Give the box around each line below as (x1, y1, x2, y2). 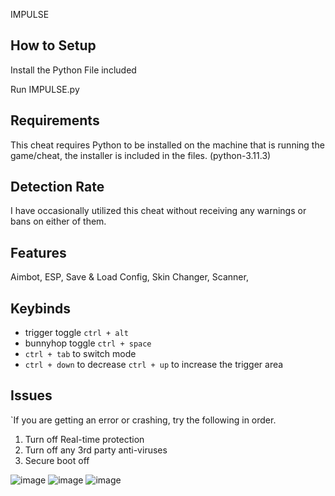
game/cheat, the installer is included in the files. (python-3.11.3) (10, 149, 272, 161)
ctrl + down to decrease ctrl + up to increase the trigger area (24, 359, 284, 371)
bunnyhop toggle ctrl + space (24, 337, 152, 349)
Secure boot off (24, 454, 90, 466)
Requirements (10, 112, 100, 129)
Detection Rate (10, 179, 105, 196)
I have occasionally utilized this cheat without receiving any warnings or (10, 205, 307, 217)
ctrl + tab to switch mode (24, 348, 137, 360)
